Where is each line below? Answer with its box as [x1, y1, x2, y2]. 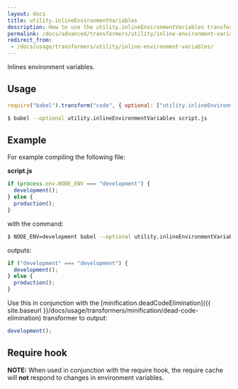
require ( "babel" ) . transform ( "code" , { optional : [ [7, 102, 160, 109]
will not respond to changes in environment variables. [7, 373, 164, 382]
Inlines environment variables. [7, 63, 95, 71]
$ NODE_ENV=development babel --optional [7, 233, 132, 240]
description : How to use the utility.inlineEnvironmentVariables [7, 23, 204, 30]
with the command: [7, 219, 64, 228]
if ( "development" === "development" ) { [7, 260, 129, 267]
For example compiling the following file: [7, 153, 126, 161]
